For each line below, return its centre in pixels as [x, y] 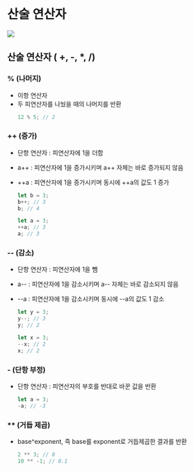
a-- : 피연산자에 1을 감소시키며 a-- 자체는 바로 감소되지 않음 [98, 284]
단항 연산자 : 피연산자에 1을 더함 [60, 152]
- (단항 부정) [26, 369]
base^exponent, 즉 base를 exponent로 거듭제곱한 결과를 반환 [102, 441]
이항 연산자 [32, 95]
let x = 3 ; [33, 337]
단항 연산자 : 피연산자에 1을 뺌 [57, 269]
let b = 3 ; [33, 195]
